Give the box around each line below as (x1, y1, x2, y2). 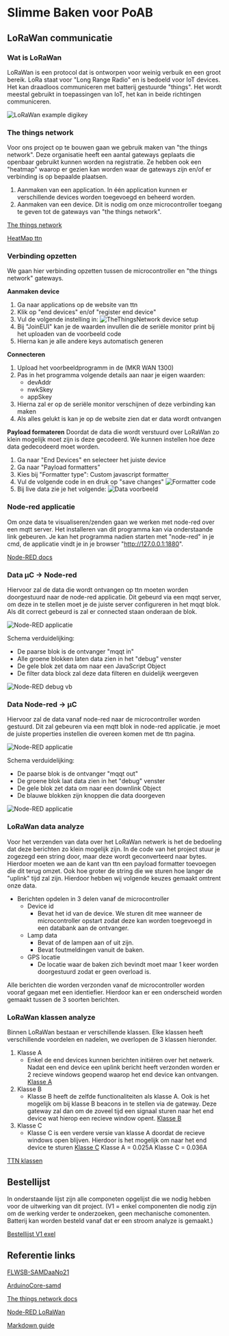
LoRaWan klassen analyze (7, 1012, 96, 1022)
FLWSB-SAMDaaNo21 (7, 1267, 70, 1276)
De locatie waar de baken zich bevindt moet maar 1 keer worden (37, 960, 219, 968)
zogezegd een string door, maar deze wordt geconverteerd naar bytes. (7, 852, 207, 860)
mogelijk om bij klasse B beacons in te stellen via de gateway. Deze (27, 1099, 217, 1108)
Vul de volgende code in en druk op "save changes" (16, 478, 164, 486)
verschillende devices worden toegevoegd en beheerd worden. (16, 193, 196, 202)
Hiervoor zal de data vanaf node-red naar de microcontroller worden (7, 715, 200, 724)
